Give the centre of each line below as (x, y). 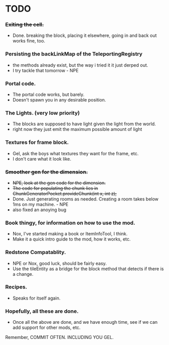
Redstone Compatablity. (36, 252)
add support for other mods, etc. (46, 328)
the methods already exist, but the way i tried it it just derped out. (80, 65)
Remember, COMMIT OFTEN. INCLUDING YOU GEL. (60, 337)
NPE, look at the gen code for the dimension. (59, 183)
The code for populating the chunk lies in (55, 188)
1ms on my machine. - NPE (41, 204)
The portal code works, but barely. (48, 94)
